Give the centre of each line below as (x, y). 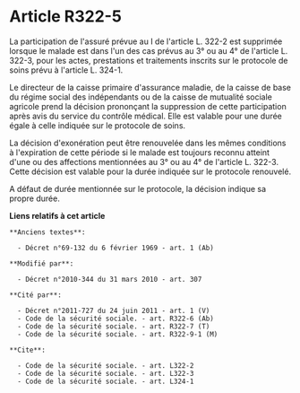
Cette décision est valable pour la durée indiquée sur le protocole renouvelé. (150, 171)
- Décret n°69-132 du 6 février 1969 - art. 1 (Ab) (116, 248)
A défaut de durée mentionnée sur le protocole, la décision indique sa (138, 188)
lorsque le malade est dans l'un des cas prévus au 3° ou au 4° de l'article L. (149, 50)
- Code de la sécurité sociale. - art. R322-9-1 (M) (118, 334)
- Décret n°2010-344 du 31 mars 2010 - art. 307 (110, 279)
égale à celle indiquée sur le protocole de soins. (98, 125)
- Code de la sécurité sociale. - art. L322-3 (106, 373)
